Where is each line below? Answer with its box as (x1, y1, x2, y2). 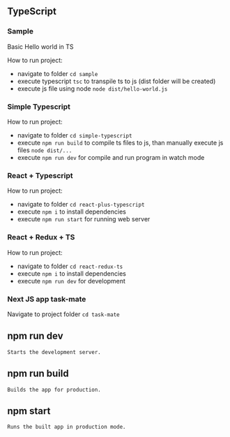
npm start (7, 405, 51, 417)
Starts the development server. (7, 348, 101, 355)
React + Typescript (7, 170, 73, 180)
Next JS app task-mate (7, 294, 86, 304)
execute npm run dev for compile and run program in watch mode (17, 153, 205, 161)
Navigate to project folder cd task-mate (7, 310, 120, 318)
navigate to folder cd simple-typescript (17, 131, 132, 139)
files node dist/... (17, 146, 72, 154)
